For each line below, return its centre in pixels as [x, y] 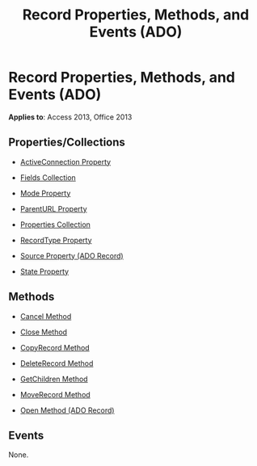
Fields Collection [48, 177]
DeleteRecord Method [57, 363]
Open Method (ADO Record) [67, 410]
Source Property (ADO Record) [72, 255]
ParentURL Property [53, 208]
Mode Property [45, 193]
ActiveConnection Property [65, 162]
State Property [44, 271]
